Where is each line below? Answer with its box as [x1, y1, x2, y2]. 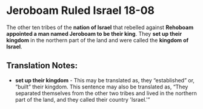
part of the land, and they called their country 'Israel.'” [15, 96, 150, 103]
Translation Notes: [6, 61, 78, 71]
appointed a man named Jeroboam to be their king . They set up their [6, 30, 182, 37]
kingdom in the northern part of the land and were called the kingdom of [6, 36, 189, 44]
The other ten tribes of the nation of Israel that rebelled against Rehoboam [6, 24, 194, 31]
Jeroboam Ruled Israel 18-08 [6, 4, 155, 18]
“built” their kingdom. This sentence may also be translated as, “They [15, 83, 188, 90]
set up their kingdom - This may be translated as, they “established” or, [15, 76, 195, 84]
